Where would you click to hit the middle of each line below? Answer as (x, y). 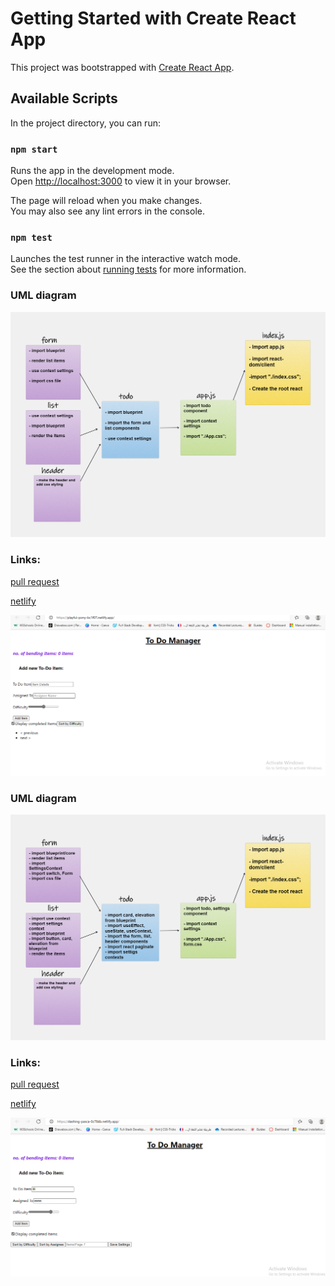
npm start (34, 149)
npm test (31, 237)
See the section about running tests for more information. (128, 269)
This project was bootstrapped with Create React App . (122, 67)
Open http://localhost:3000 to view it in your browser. (121, 181)
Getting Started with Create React (153, 18)
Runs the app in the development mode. (92, 171)
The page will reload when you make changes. (106, 201)
